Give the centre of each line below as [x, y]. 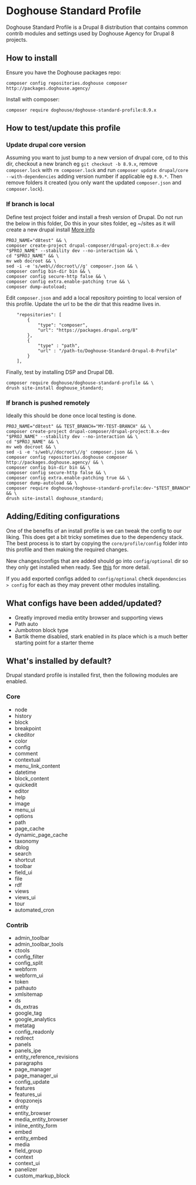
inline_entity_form [36, 1126]
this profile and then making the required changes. [67, 550]
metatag [25, 1025]
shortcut [25, 860]
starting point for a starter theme [54, 643]
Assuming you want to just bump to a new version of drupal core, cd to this [97, 158]
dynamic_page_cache [41, 835]
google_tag [28, 1013]
